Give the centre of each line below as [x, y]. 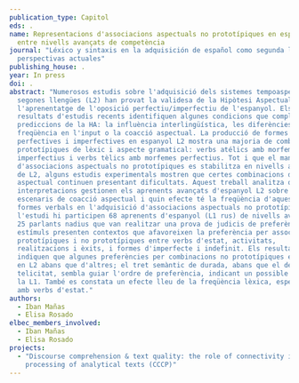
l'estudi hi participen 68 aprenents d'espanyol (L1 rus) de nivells [149, 215]
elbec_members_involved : [55, 323]
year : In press [37, 76]
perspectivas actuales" [61, 59]
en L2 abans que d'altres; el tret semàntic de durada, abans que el [149, 266]
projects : [28, 347]
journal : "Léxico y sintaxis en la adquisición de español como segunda [147, 51]
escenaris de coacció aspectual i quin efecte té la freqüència [139, 199]
